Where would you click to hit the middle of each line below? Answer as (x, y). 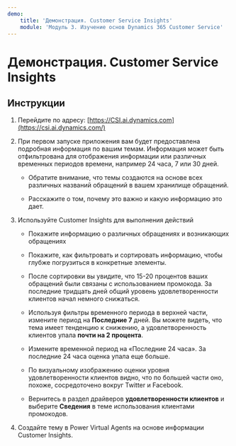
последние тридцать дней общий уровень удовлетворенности (123, 292)
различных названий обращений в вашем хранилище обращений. (128, 185)
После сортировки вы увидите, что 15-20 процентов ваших (118, 276)
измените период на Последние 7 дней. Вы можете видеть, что (125, 320)
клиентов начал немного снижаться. (84, 299)
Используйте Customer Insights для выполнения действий (105, 220)
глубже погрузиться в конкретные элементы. (97, 263)
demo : (15, 14)
